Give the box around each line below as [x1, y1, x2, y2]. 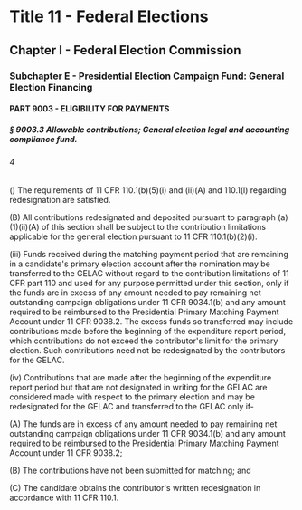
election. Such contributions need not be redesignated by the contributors [9, 344, 286, 355]
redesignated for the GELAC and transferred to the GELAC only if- [9, 400, 255, 411]
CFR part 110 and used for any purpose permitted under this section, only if [9, 277, 289, 288]
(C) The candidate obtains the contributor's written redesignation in [9, 482, 261, 493]
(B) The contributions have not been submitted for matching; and [9, 465, 251, 476]
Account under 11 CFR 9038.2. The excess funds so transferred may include [9, 315, 294, 327]
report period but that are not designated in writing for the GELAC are [9, 381, 268, 392]
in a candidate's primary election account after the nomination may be [9, 258, 271, 269]
